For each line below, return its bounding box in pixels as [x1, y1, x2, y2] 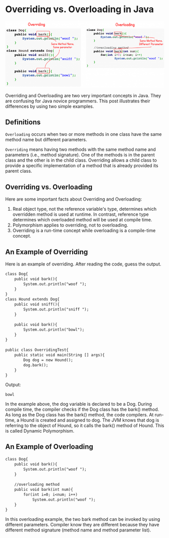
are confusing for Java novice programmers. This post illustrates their [5, 98, 150, 104]
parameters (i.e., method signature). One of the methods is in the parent [5, 152, 155, 158]
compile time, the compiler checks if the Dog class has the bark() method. [5, 406, 159, 412]
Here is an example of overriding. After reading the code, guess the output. [5, 261, 161, 267]
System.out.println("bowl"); [23, 327, 85, 332]
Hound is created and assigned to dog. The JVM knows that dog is [20, 417, 159, 423]
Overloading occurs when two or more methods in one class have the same [5, 131, 162, 137]
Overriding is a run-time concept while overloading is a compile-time [12, 227, 156, 234]
